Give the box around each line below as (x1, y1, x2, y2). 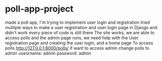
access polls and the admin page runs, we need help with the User (5, 35, 139, 41)
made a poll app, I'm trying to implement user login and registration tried (5, 19, 150, 25)
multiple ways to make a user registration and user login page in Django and (5, 24, 158, 30)
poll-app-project (5, 3, 74, 15)
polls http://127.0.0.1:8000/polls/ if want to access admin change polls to (5, 45, 150, 51)
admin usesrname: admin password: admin (5, 50, 91, 56)
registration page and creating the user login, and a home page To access (5, 40, 153, 46)
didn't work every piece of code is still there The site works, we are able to (5, 30, 155, 35)
